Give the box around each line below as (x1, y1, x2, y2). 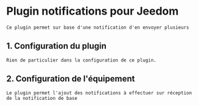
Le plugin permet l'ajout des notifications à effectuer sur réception (6, 90, 192, 96)
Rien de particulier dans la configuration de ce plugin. (6, 57, 157, 63)
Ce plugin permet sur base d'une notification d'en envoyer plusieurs (6, 24, 189, 30)
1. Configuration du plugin (6, 41, 107, 51)
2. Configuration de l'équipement (6, 74, 135, 84)
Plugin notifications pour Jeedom (6, 4, 179, 18)
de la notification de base (6, 95, 78, 101)
